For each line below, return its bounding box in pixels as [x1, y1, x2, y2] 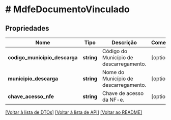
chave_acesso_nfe [8, 93, 54, 100]
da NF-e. [102, 96, 125, 103]
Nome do [102, 69, 125, 76]
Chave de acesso [102, 90, 144, 97]
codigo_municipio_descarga [8, 54, 78, 61]
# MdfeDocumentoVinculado [5, 4, 130, 15]
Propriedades [5, 24, 49, 33]
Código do [102, 47, 128, 55]
